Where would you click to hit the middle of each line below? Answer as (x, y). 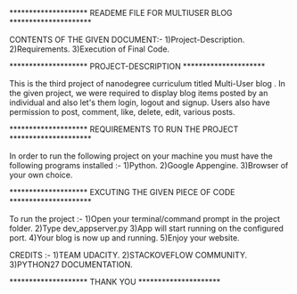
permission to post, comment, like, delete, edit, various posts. (122, 112)
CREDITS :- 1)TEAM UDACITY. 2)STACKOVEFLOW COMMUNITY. (128, 255)
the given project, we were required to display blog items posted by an (139, 93)
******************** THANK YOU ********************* (115, 282)
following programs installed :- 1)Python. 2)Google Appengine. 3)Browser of (149, 165)
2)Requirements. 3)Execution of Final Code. (90, 49)
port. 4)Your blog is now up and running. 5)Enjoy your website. (124, 238)
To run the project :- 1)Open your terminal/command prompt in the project (145, 219)
